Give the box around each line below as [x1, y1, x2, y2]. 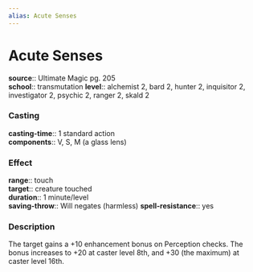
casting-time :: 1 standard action [8, 128, 115, 138]
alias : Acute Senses [8, 11, 78, 20]
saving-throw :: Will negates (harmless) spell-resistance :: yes [8, 201, 214, 211]
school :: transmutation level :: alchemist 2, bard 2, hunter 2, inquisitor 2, [8, 81, 246, 91]
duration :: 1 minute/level [8, 192, 89, 202]
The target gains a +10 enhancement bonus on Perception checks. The [8, 239, 243, 249]
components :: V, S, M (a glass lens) [8, 137, 127, 146]
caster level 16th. [8, 257, 64, 266]
